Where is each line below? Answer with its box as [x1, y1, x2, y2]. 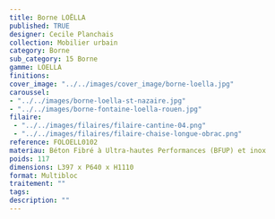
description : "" [9, 196, 70, 206]
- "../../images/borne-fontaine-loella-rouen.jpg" [9, 105, 202, 114]
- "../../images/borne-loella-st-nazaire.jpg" [9, 96, 186, 105]
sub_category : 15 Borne [9, 55, 99, 63]
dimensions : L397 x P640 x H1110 [9, 163, 134, 172]
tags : [9, 188, 30, 197]
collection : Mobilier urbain [9, 38, 118, 47]
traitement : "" [9, 180, 66, 189]
